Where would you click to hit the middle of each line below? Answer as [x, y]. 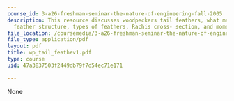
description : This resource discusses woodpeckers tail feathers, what [113, 20]
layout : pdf [24, 46]
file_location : [29, 33]
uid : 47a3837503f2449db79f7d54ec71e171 [65, 65]
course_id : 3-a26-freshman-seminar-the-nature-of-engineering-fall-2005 [115, 14]
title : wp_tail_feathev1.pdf [49, 53]
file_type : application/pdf [48, 40]
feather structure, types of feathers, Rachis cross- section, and [114, 26]
